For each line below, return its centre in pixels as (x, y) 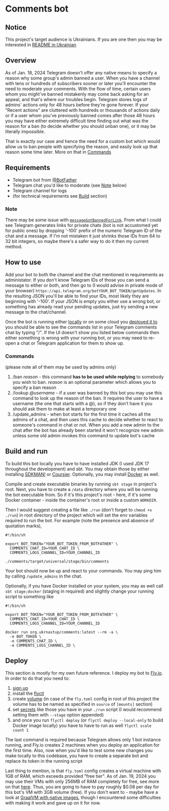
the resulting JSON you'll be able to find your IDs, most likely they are (77, 296)
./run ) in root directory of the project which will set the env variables (76, 515)
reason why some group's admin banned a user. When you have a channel (82, 78)
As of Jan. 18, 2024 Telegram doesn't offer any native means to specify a (81, 72)
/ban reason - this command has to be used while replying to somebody (88, 377)
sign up (20, 688)
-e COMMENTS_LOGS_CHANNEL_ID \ (43, 645)
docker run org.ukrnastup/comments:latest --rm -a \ (62, 632)
